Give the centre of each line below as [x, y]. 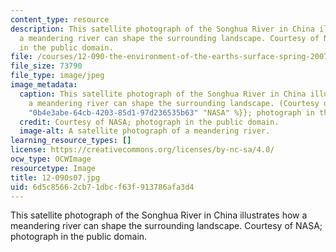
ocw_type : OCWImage [51, 159]
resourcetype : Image [53, 168]
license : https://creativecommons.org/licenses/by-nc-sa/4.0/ [142, 150]
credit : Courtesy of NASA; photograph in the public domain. [149, 122]
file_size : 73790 [46, 66]
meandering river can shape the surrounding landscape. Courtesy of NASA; [166, 226]
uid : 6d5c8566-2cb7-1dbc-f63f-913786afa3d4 [102, 187]
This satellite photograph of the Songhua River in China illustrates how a [159, 215]
